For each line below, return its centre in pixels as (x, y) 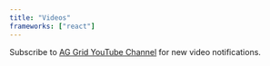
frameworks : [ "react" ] (52, 26)
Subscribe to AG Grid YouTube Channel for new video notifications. (135, 52)
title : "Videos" (40, 18)
